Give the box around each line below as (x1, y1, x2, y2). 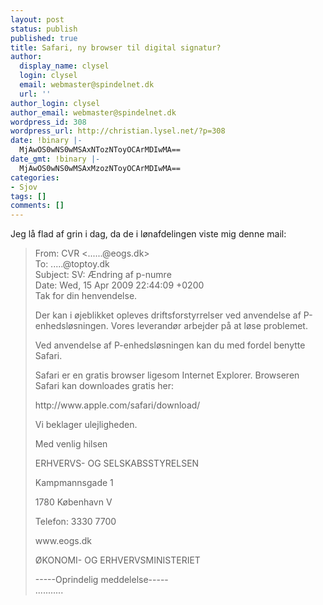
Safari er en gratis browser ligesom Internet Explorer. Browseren (34, 369, 300, 381)
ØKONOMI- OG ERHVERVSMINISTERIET (34, 554, 201, 566)
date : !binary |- (10, 136, 83, 146)
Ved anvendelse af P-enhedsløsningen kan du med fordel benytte (34, 339, 306, 351)
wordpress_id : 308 (10, 117, 87, 127)
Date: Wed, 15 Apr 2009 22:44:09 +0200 (34, 279, 205, 291)
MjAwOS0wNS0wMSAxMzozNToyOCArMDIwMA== (19, 163, 182, 173)
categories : (10, 172, 60, 183)
